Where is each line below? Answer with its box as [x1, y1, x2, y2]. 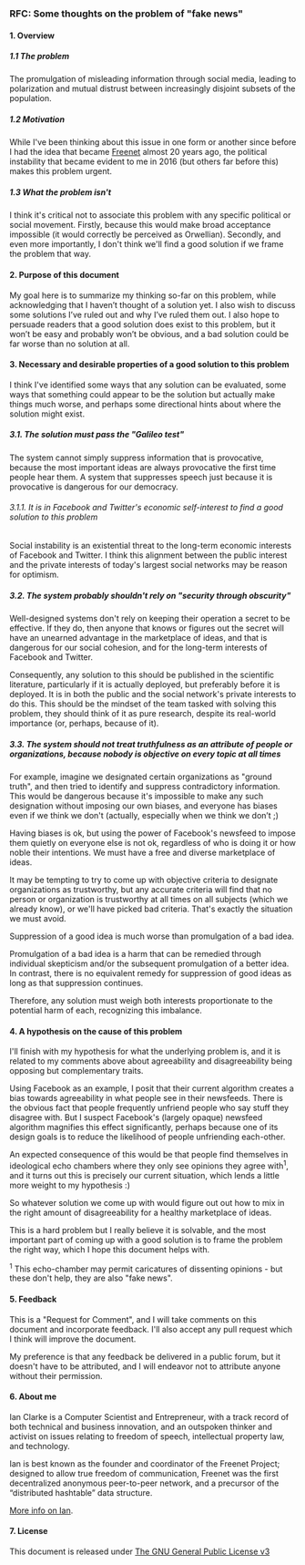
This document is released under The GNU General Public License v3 [9, 1546, 270, 1557]
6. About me [9, 1391, 57, 1402]
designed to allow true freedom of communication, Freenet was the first [9, 1467, 280, 1478]
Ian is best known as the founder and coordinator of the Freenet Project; [9, 1457, 280, 1469]
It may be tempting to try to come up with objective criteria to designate [9, 874, 279, 885]
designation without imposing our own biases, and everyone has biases [9, 800, 278, 811]
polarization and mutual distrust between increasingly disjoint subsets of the [9, 83, 296, 94]
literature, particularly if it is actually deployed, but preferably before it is [9, 678, 280, 690]
